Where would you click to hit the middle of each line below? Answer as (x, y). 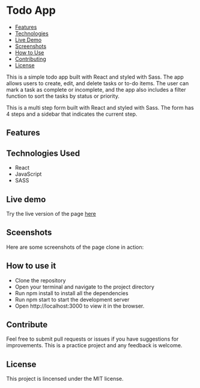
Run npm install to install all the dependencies (71, 293)
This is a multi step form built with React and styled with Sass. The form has (100, 107)
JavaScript (28, 174)
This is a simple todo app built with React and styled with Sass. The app (95, 77)
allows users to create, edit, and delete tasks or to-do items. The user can (98, 83)
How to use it (31, 266)
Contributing (30, 59)
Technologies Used (43, 153)
